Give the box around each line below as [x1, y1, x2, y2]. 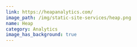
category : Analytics [5, 26, 58, 32]
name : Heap [5, 20, 33, 26]
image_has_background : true [5, 32, 77, 38]
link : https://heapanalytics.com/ [5, 9, 94, 15]
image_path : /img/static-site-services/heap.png [5, 15, 132, 21]
